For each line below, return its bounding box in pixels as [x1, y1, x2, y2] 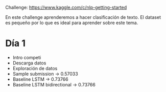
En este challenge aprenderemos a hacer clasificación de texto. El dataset [5, 14, 161, 20]
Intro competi [12, 54, 41, 60]
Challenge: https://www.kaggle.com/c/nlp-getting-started [5, 5, 127, 10]
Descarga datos [12, 60, 46, 66]
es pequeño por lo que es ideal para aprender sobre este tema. [5, 20, 138, 26]
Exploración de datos [12, 65, 58, 71]
